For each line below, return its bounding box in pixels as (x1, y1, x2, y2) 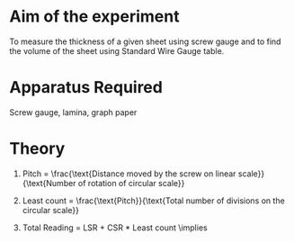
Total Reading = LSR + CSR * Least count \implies (22, 222, 209, 233)
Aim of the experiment (9, 6, 180, 27)
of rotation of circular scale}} (77, 177, 185, 188)
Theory (9, 139, 66, 159)
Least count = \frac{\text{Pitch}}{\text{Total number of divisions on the (22, 195, 285, 206)
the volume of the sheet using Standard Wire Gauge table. (9, 45, 225, 56)
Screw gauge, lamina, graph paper (9, 106, 138, 118)
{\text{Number (22, 177, 76, 188)
